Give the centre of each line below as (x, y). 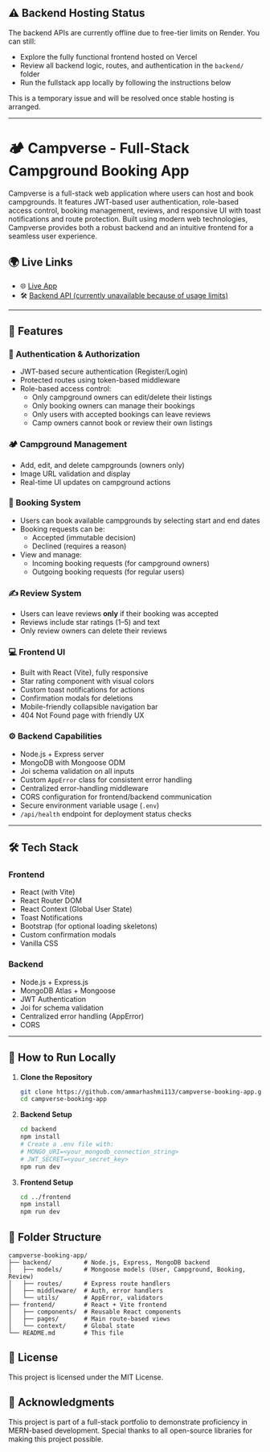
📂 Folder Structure (55, 1237)
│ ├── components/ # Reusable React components (95, 1312)
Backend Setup (46, 1115)
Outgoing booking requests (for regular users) (108, 572)
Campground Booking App (99, 171)
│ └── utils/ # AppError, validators (86, 1297)
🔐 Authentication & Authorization (74, 354)
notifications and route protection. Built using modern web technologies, (128, 219)
